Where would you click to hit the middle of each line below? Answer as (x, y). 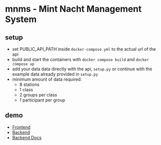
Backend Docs (27, 137)
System (21, 19)
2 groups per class (38, 95)
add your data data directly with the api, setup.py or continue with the (82, 69)
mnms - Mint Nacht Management (73, 9)
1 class (26, 90)
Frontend (21, 127)
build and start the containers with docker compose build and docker (80, 59)
